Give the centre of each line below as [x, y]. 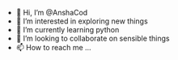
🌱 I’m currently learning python [68, 30]
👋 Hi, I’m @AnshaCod [52, 13]
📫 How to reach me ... [53, 47]
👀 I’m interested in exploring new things [82, 21]
